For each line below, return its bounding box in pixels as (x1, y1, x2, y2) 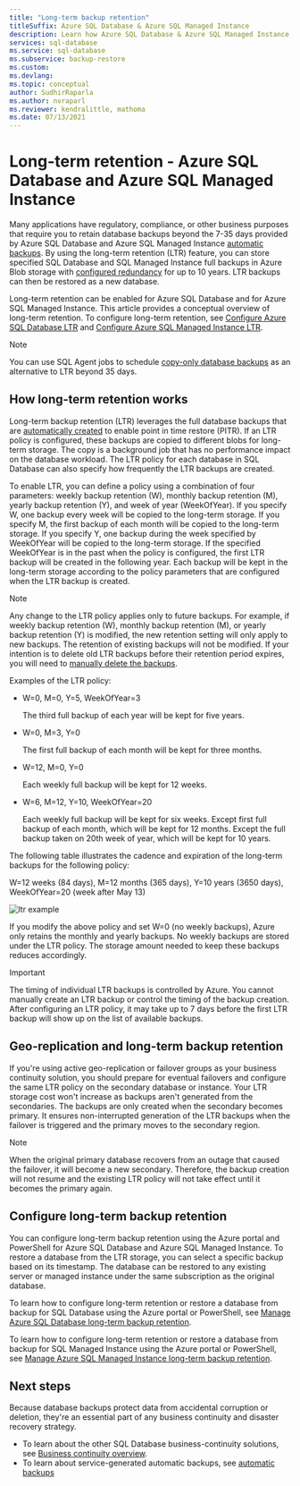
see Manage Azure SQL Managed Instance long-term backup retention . (9, 1353, 272, 1363)
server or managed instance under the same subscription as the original (9, 1270, 275, 1281)
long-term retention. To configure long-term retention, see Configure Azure (9, 312, 287, 323)
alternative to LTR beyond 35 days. (9, 366, 137, 377)
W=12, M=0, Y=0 (21, 761, 84, 772)
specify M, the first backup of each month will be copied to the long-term (9, 518, 279, 529)
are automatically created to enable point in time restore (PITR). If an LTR (9, 425, 277, 436)
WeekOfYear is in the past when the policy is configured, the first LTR (9, 547, 265, 557)
